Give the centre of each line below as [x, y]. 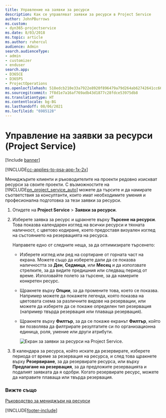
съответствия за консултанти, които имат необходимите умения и [75, 195]
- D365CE [14, 74]
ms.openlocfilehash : [26, 88]
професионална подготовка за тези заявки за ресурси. [63, 200]
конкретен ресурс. [40, 281]
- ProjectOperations [26, 83]
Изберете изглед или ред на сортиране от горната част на [82, 254]
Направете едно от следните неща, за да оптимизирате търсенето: [83, 245]
